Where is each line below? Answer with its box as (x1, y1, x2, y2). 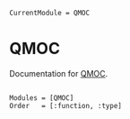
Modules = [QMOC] (9, 93, 74, 103)
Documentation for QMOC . (9, 68, 108, 78)
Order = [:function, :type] (9, 101, 123, 110)
